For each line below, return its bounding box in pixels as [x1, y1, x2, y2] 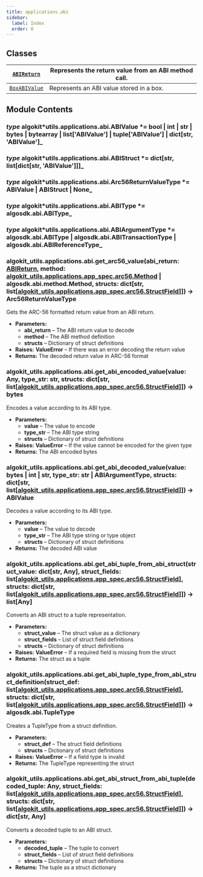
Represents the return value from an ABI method [50, 66, 193, 74]
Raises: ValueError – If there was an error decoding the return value [14, 346, 185, 353]
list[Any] [6, 597, 33, 606]
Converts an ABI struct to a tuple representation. [6, 611, 127, 618]
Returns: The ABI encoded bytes [14, 448, 98, 455]
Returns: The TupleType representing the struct [14, 760, 135, 767]
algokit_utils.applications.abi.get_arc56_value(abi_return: [6, 257, 179, 265]
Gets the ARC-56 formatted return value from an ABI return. [6, 308, 155, 316]
